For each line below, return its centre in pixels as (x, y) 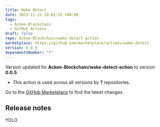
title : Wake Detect (26, 10)
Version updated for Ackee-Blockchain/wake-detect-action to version (80, 67)
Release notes (28, 108)
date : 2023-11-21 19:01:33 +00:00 (42, 15)
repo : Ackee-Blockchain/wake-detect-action (52, 39)
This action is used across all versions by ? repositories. (71, 82)
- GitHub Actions (28, 29)
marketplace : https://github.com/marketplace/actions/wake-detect (77, 43)
